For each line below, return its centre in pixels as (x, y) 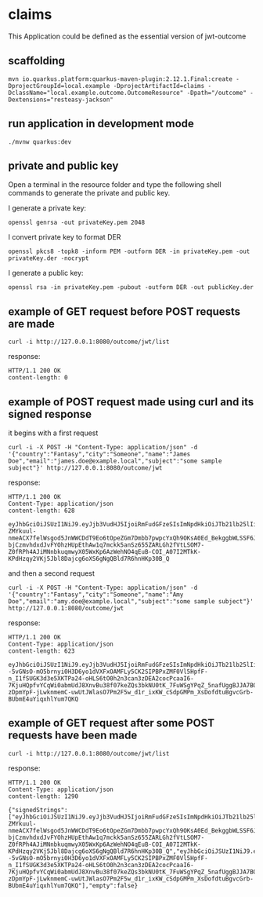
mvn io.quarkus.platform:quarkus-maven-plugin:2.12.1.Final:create (121, 79)
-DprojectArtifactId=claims (159, 86)
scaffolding (36, 61)
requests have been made (73, 736)
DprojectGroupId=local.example (59, 86)
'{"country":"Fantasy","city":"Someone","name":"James (99, 454)
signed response (50, 414)
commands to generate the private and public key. (89, 193)
